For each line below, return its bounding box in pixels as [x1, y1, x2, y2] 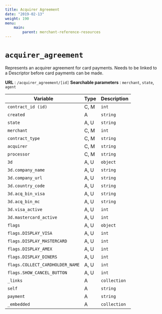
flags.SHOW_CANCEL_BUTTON [7, 270, 67, 275]
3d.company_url [7, 175, 43, 180]
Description [101, 95, 129, 102]
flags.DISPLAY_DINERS [7, 254, 57, 260]
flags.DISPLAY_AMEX [7, 246, 52, 252]
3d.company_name [7, 167, 45, 173]
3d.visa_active [7, 207, 43, 212]
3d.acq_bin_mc [7, 199, 40, 204]
